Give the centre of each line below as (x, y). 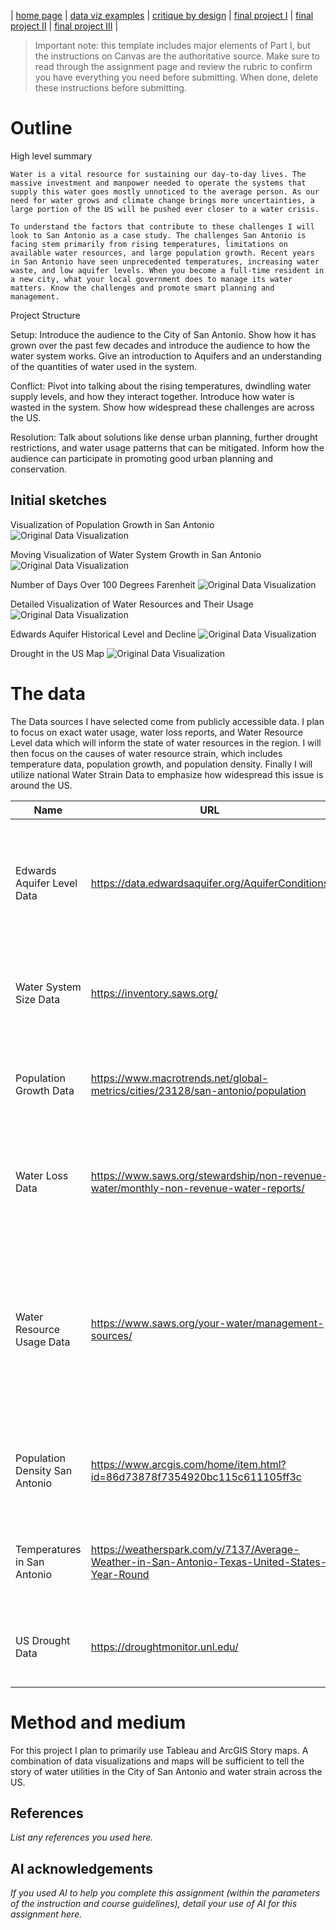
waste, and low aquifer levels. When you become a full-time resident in (167, 270)
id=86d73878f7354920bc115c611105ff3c (196, 1477)
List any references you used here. (82, 1837)
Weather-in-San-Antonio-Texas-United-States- (209, 1562)
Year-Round (120, 1574)
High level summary (51, 156)
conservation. (39, 469)
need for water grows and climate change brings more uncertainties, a (162, 200)
